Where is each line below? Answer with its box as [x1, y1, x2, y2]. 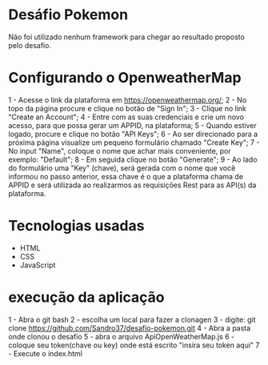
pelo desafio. [8, 40, 52, 50]
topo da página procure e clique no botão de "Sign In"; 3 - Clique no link [8, 103, 246, 113]
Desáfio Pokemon [8, 6, 129, 24]
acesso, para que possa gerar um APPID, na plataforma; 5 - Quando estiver [8, 120, 258, 130]
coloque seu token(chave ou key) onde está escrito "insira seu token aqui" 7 [8, 340, 260, 350]
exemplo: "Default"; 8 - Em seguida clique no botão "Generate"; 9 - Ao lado [8, 154, 258, 164]
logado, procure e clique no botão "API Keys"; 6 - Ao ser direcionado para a [8, 129, 258, 138]
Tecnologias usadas [8, 217, 145, 235]
